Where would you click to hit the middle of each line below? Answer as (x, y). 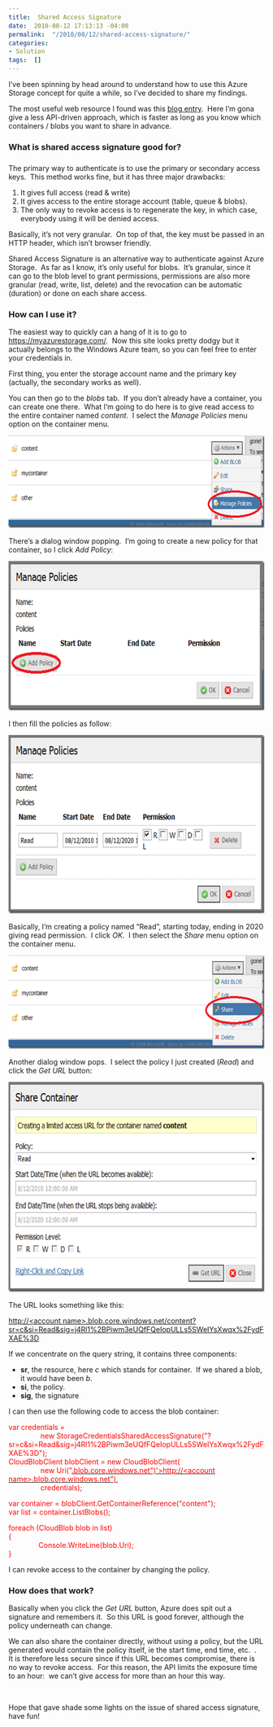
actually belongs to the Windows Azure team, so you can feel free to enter (133, 349)
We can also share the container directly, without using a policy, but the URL (136, 1642)
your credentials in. (41, 358)
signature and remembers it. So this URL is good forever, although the (126, 1617)
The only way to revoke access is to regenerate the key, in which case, (139, 210)
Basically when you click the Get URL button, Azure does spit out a (120, 1608)
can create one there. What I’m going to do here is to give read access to (131, 407)
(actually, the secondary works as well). (75, 383)
